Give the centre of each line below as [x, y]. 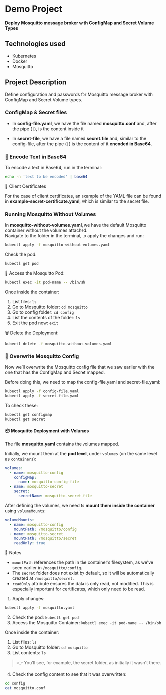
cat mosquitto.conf [25, 688]
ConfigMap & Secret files [36, 112]
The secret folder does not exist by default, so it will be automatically [83, 573]
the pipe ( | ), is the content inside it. [48, 129]
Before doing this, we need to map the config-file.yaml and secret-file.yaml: [83, 382]
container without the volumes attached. [46, 230]
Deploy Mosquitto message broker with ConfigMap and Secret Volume [80, 23]
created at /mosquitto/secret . [43, 578]
